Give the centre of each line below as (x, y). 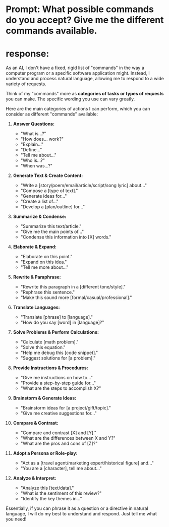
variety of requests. (26, 84)
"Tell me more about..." (44, 267)
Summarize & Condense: (40, 217)
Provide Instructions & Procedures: (50, 368)
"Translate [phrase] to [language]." (57, 317)
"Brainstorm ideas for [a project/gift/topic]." (66, 408)
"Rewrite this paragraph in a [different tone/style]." (73, 287)
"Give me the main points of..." (52, 232)
